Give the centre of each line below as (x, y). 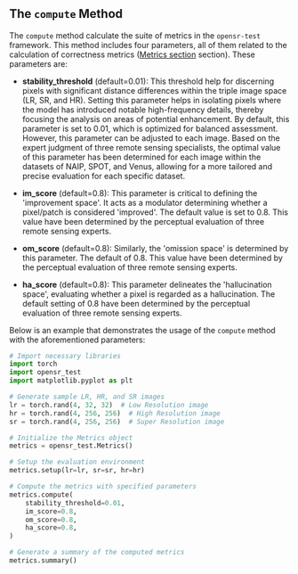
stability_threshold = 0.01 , (75, 503)
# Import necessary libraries (65, 356)
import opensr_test (45, 373)
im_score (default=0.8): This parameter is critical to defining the (140, 193)
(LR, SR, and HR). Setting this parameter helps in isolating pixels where (152, 100)
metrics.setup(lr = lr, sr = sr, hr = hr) (77, 471)
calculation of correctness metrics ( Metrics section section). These (132, 54)
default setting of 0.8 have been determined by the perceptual (136, 303)
